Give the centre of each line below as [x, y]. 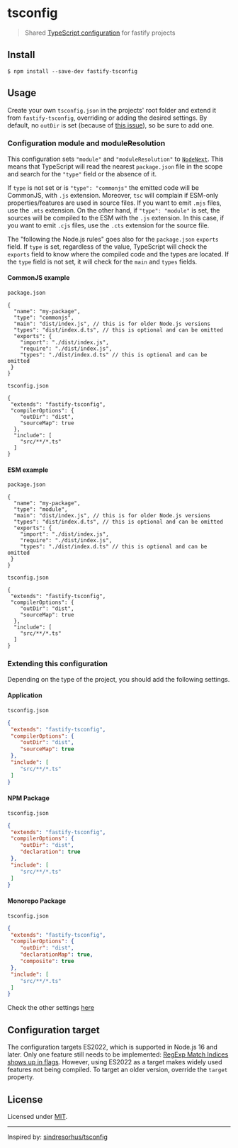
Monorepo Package [37, 901]
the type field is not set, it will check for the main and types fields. [102, 261]
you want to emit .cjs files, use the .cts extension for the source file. [108, 225]
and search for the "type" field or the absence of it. [82, 174]
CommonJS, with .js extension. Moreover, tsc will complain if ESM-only [113, 195]
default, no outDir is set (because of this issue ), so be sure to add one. [111, 125]
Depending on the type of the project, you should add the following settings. [119, 679]
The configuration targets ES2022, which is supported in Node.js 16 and [113, 1047]
